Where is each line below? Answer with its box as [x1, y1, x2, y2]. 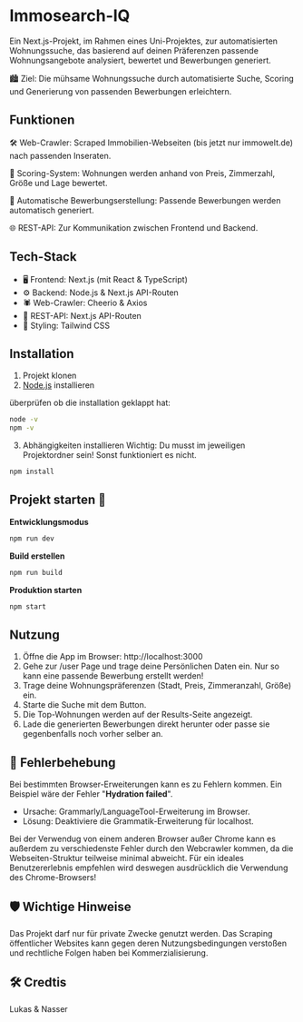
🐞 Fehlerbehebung [9, 755, 116, 770]
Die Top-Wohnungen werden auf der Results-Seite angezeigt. [22, 709, 253, 720]
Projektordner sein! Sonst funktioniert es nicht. [22, 450, 197, 461]
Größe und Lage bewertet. [9, 177, 108, 188]
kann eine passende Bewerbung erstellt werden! [22, 670, 204, 681]
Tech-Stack [9, 249, 77, 264]
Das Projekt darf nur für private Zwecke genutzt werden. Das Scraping [9, 928, 273, 938]
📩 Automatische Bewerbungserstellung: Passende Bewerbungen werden [9, 194, 281, 205]
